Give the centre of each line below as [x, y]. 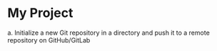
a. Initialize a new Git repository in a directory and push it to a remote [109, 33]
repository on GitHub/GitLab [49, 40]
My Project [40, 13]
